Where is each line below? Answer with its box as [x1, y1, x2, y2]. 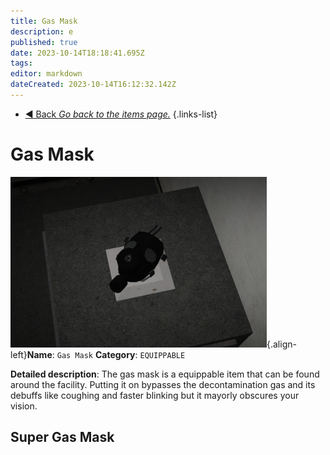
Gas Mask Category [56, 348, 136, 360]
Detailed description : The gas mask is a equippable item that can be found [10, 368, 320, 380]
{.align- [266, 338, 297, 350]
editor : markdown [10, 69, 83, 79]
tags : [10, 58, 33, 69]
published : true [10, 37, 78, 47]
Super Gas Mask [10, 429, 115, 446]
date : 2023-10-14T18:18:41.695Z [10, 48, 145, 58]
